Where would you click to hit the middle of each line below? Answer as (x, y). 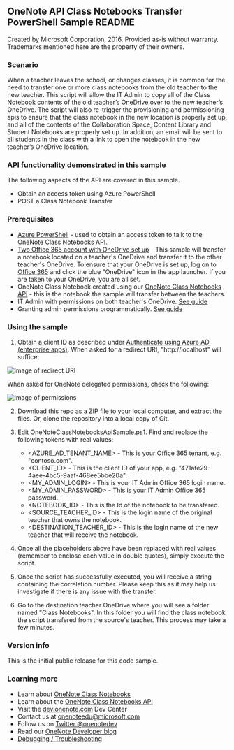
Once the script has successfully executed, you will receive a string (114, 577)
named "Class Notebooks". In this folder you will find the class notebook (121, 612)
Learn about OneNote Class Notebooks (74, 694)
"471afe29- (195, 468)
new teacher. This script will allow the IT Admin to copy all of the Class (109, 95)
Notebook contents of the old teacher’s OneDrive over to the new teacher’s (115, 102)
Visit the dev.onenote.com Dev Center (72, 709)
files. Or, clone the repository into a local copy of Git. (93, 418)
